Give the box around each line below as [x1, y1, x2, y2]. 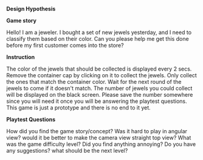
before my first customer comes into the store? [6, 42, 124, 49]
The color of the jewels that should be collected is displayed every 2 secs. [6, 65, 192, 72]
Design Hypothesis [6, 5, 56, 12]
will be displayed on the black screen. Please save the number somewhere [6, 91, 193, 98]
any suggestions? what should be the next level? [6, 147, 128, 154]
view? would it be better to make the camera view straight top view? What [6, 134, 191, 141]
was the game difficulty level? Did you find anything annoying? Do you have [6, 141, 196, 148]
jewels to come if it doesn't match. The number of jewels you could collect [6, 85, 193, 92]
